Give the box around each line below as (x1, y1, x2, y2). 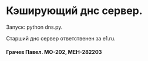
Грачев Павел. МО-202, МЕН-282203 (6, 48, 102, 55)
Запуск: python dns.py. (6, 23, 63, 30)
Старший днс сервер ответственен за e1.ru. (6, 35, 116, 42)
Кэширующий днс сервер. (6, 4, 143, 18)
